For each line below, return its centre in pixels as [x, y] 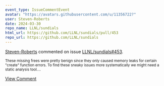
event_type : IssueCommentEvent [37, 10]
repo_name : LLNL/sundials [32, 28]
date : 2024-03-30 [23, 24]
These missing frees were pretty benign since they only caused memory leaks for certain [81, 61]
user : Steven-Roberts [27, 19]
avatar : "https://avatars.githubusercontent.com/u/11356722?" [71, 14]
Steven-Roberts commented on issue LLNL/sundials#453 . [64, 51]
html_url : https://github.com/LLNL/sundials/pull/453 [62, 33]
